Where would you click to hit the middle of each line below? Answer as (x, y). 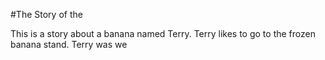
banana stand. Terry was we (69, 44)
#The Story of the (46, 14)
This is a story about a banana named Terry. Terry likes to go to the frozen (163, 33)
